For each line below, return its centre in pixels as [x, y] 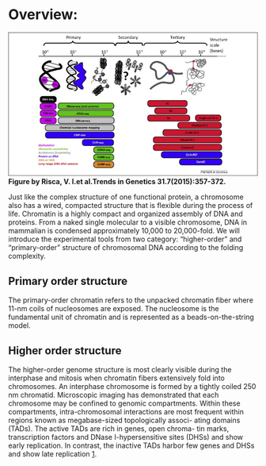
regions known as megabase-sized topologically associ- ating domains [124, 420]
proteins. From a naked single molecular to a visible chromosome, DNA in [128, 222]
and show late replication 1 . [53, 454]
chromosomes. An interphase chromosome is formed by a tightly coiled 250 [132, 387]
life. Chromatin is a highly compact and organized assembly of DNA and [125, 214]
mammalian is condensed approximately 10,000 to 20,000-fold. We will [124, 231]
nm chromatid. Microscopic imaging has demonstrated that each [114, 395]
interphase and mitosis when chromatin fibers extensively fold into [117, 378]
